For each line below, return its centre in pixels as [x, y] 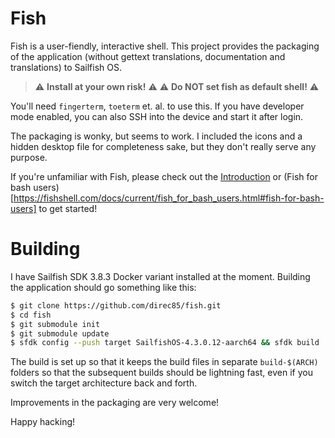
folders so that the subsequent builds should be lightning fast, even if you [161, 373]
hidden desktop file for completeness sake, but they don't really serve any [163, 146]
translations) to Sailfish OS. [66, 67]
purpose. [29, 157]
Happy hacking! [43, 422]
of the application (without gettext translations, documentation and [148, 56]
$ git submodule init [55, 324]
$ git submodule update [60, 333]
